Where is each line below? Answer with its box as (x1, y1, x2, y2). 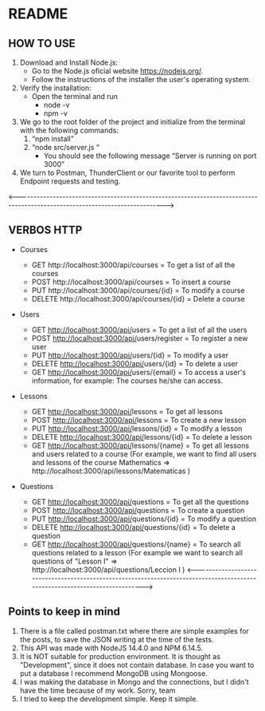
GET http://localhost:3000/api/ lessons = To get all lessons (31, 406, 223, 416)
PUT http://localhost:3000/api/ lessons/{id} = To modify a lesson (31, 424, 243, 433)
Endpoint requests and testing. (19, 176, 121, 186)
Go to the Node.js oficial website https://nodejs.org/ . (31, 66, 204, 76)
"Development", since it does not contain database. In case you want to (19, 660, 255, 670)
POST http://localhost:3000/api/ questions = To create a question (31, 505, 245, 515)
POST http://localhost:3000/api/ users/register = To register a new (31, 333, 248, 343)
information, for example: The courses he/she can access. (31, 376, 224, 385)
